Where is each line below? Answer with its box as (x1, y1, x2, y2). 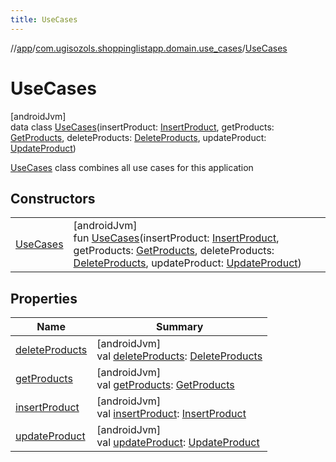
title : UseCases (10, 14, 78, 25)
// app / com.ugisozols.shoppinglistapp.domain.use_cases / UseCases (10, 42, 288, 54)
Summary (156, 320, 204, 334)
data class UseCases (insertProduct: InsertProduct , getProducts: (10, 121, 275, 133)
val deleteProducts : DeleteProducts (96, 349, 263, 363)
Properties (10, 290, 78, 307)
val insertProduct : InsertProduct (96, 407, 247, 421)
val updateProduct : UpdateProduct (96, 436, 260, 450)
